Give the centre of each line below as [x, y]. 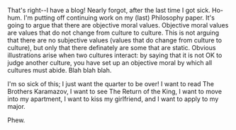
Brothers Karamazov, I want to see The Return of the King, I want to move [114, 91]
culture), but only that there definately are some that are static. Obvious [112, 48]
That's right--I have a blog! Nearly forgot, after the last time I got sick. [109, 10]
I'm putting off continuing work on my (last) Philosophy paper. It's [119, 18]
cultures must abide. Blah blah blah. [60, 70]
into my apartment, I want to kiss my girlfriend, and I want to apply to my [113, 99]
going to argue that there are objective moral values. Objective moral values [118, 25]
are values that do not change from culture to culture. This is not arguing [113, 32]
